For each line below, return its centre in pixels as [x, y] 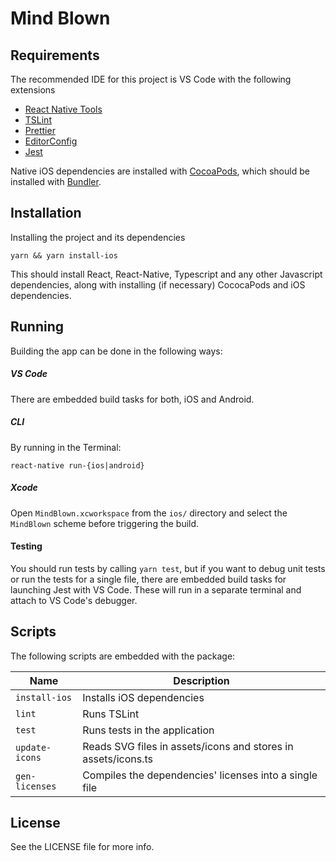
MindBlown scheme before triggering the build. [105, 523]
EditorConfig [51, 141]
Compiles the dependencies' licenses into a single [200, 775]
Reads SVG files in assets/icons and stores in [188, 746]
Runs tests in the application [148, 730]
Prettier [40, 130]
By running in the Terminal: [66, 447]
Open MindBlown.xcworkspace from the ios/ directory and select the [149, 513]
